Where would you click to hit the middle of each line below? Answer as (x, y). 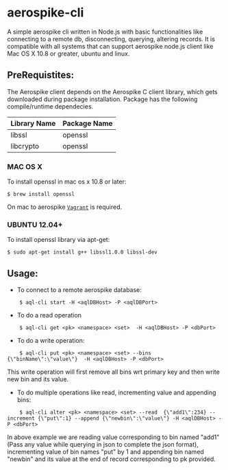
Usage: (23, 273)
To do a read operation (49, 315)
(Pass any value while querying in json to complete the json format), (103, 445)
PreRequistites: (41, 75)
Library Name (33, 123)
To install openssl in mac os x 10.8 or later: (67, 182)
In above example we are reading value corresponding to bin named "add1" (113, 437)
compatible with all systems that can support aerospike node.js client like (110, 46)
